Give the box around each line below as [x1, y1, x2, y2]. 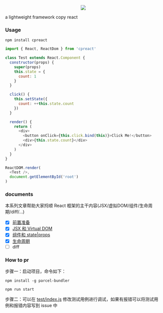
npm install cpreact [5, 38, 48, 43]
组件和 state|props [12, 232, 51, 238]
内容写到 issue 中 [22, 302, 58, 308]
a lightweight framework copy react [5, 14, 78, 20]
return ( [14, 124, 32, 129]
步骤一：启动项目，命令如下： [5, 268, 66, 274]
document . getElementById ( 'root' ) [9, 175, 79, 180]
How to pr [5, 256, 29, 263]
